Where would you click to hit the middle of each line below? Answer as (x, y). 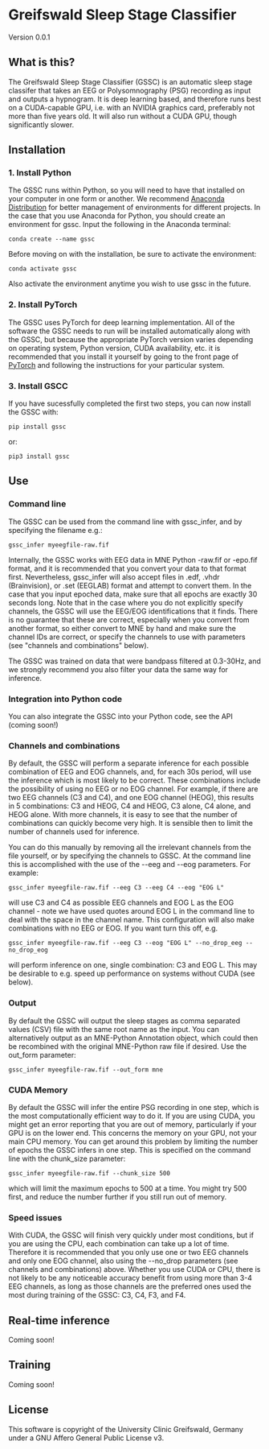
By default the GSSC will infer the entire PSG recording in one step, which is (134, 1107)
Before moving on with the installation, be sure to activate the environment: (132, 254)
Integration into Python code (65, 699)
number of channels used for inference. (74, 832)
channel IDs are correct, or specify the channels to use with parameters (127, 637)
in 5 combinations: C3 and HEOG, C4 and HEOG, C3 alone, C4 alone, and (130, 806)
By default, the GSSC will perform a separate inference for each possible (128, 763)
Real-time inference (59, 1321)
